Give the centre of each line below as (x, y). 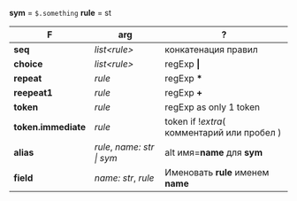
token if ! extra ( (195, 121)
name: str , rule (124, 178)
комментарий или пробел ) (223, 132)
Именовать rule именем (217, 172)
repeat (28, 78)
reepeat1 (33, 93)
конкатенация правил (211, 50)
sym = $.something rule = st (61, 13)
